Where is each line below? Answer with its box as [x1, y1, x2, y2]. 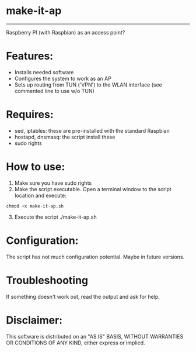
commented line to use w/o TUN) [14, 87, 94, 94]
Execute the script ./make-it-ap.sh [14, 213, 97, 220]
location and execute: [14, 192, 67, 199]
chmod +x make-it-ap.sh [6, 203, 64, 209]
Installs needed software [14, 68, 74, 75]
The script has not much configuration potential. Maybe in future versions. [6, 253, 185, 260]
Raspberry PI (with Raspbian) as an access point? [6, 29, 125, 36]
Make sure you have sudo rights [14, 180, 92, 187]
